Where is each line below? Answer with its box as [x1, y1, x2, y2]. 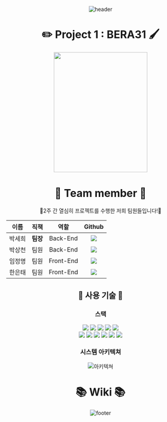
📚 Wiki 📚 [75, 385, 126, 399]
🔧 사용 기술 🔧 [78, 291, 123, 301]
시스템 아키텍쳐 [80, 348, 122, 357]
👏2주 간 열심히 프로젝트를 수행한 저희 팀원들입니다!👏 [40, 207, 162, 214]
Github [83, 222, 104, 231]
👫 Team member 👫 [54, 187, 147, 200]
